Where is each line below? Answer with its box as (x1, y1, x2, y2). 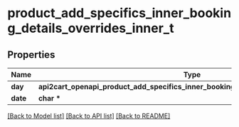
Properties (7, 49, 55, 61)
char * (38, 93, 61, 103)
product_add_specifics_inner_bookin (7, 5, 232, 21)
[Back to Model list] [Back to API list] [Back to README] (7, 112, 171, 120)
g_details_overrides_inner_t (7, 20, 174, 36)
